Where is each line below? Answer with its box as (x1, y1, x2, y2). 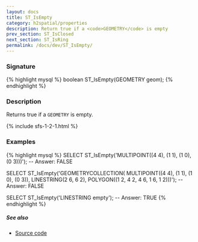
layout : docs (6, 8, 39, 15)
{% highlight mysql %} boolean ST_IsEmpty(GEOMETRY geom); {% (6, 76, 173, 83)
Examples (6, 138, 36, 146)
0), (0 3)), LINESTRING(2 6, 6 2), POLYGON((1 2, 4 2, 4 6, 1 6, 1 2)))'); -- (6, 176, 184, 183)
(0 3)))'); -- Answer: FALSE (6, 158, 73, 165)
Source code (14, 229, 47, 237)
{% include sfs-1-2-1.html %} (6, 123, 78, 130)
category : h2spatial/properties (6, 20, 87, 26)
